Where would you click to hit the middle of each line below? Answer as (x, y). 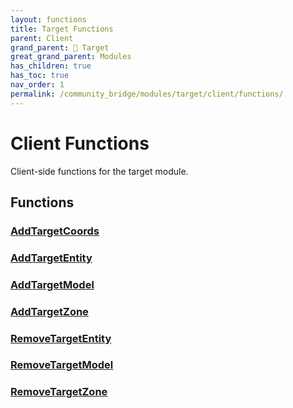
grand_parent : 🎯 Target (60, 47)
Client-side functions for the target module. (99, 171)
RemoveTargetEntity (61, 338)
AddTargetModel (52, 284)
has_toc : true (40, 76)
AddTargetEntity (51, 258)
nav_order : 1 (37, 85)
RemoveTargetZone (59, 392)
